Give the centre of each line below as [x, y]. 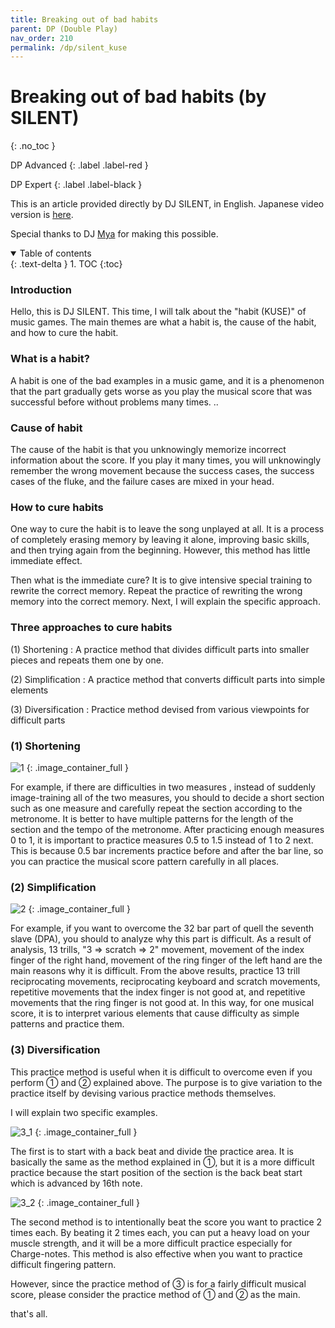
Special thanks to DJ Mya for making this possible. [114, 234]
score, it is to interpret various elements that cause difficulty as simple [155, 1013]
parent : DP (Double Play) [64, 29]
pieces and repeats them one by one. [87, 660]
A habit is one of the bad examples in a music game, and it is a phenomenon [167, 380]
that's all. [29, 1313]
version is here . [42, 215]
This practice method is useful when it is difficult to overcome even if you [161, 1072]
